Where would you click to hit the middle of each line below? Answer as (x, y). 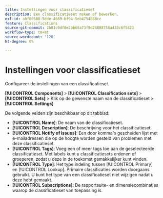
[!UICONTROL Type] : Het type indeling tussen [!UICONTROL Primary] (82, 164)
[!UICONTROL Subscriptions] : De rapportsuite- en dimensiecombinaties (85, 185)
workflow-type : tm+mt (27, 32)
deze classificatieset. (33, 143)
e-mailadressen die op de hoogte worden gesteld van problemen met (82, 138)
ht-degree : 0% (20, 42)
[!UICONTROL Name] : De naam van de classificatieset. (68, 123)
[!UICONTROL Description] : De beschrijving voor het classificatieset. (82, 127)
